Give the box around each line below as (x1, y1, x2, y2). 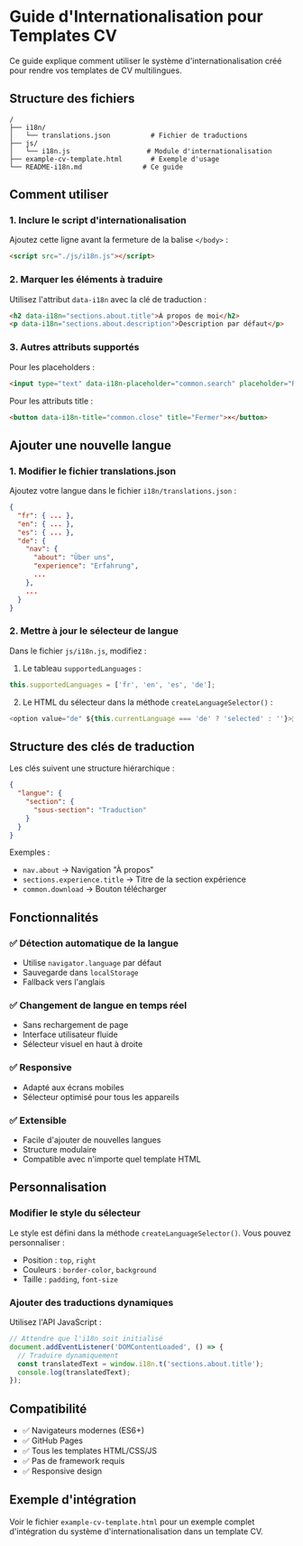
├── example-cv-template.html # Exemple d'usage (9, 154, 220, 163)
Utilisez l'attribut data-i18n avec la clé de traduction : (9, 293, 207, 304)
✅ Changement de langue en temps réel (9, 999, 188, 1012)
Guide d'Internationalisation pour (9, 6, 263, 27)
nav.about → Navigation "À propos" (22, 865, 154, 875)
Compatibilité (9, 1401, 87, 1416)
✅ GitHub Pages (22, 1435, 84, 1446)
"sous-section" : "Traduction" (32, 805, 147, 814)
